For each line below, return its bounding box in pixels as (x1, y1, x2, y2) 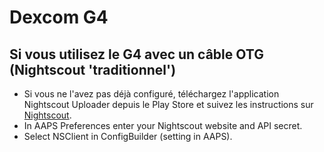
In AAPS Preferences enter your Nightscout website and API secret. (23, 120, 303, 131)
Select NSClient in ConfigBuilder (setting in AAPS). (23, 131, 233, 142)
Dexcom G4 (9, 6, 109, 29)
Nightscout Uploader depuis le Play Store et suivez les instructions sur (23, 99, 314, 110)
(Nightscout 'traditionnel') (9, 61, 177, 78)
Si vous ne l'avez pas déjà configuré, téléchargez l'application (23, 88, 280, 100)
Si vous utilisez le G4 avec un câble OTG (9, 46, 264, 63)
